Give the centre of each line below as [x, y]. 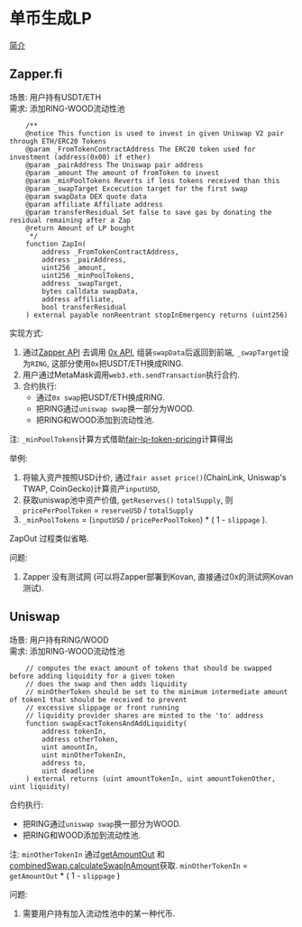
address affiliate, [78, 299]
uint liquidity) [40, 786]
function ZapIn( [56, 244]
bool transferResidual [84, 307]
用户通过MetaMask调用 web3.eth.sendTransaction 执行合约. [131, 375]
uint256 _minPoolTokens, [88, 275]
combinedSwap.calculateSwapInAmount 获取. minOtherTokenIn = [128, 865]
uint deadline [68, 771]
